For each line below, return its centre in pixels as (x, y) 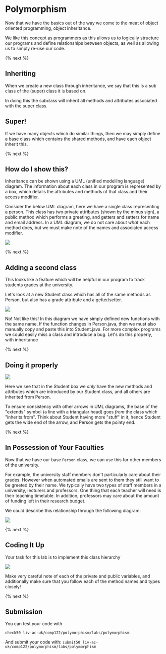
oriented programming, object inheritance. (48, 28)
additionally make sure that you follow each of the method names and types (83, 581)
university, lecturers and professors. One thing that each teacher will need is (83, 490)
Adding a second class (41, 268)
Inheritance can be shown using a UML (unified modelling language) (75, 181)
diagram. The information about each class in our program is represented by (83, 186)
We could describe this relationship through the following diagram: (73, 510)
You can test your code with (34, 624)
